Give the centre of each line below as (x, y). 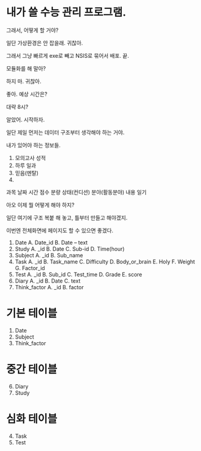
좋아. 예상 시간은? (27, 94)
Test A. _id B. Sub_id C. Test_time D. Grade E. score (78, 274)
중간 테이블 (32, 370)
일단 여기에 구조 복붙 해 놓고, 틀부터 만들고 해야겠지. (67, 218)
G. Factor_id (30, 268)
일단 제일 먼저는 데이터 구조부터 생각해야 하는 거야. (65, 132)
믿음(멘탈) (27, 173)
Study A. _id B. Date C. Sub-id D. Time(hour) (70, 249)
